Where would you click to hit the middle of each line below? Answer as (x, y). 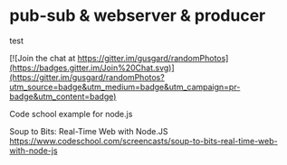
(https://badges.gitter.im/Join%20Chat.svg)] (92, 68)
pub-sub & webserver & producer (138, 16)
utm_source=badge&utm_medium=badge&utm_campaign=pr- (125, 87)
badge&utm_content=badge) (63, 96)
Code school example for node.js (71, 114)
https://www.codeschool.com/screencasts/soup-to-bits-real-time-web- (143, 141)
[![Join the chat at (43, 58)
